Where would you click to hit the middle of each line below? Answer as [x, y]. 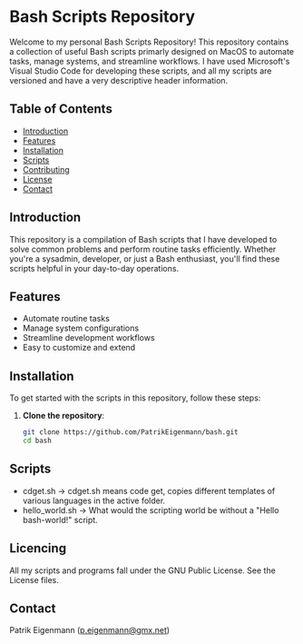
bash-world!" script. [60, 520]
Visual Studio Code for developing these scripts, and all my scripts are [141, 71]
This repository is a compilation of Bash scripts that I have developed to [143, 239]
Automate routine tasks [66, 319]
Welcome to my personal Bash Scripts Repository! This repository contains [149, 42]
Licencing [38, 548]
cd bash [37, 441]
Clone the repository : [64, 416]
